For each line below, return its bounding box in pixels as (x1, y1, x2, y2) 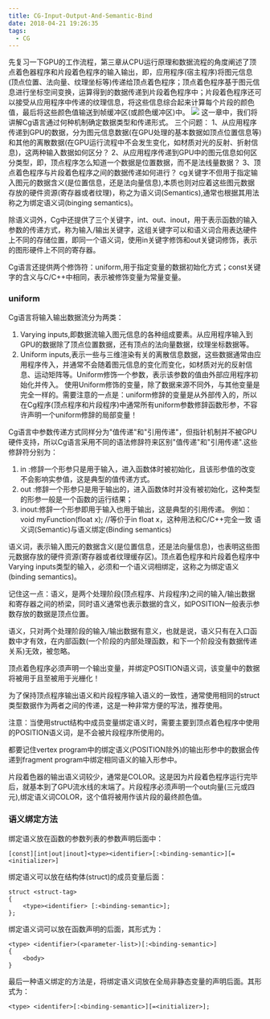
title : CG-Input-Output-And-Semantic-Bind (8, 11, 153, 20)
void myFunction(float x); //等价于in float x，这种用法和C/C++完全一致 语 (19, 514, 261, 524)
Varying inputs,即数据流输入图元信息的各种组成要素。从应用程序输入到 (19, 329, 253, 339)
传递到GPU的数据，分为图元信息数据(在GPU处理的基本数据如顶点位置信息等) (8, 128, 262, 138)
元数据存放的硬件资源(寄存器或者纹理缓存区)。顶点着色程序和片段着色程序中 (8, 552, 260, 561)
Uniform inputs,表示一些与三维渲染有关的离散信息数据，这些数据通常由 (19, 349, 255, 359)
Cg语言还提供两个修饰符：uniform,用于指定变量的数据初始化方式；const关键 (8, 262, 261, 272)
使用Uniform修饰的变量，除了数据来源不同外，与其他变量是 (63, 380, 260, 389)
